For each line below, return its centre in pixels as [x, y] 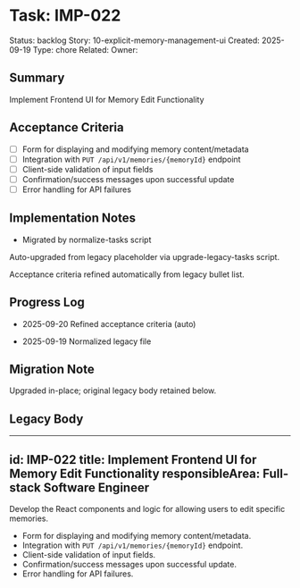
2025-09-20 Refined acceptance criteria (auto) [109, 323]
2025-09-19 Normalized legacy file [87, 341]
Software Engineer [96, 487]
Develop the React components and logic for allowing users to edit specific [147, 508]
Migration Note [52, 369]
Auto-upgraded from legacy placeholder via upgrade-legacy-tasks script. [144, 256]
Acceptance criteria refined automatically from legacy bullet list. [127, 274]
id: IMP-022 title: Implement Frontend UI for [133, 460]
